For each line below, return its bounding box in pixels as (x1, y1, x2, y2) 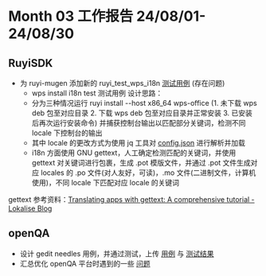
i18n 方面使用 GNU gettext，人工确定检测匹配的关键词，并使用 (31, 148, 237, 157)
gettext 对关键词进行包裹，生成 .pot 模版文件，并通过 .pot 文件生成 (31, 158, 251, 167)
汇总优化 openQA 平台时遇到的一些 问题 (19, 259, 151, 268)
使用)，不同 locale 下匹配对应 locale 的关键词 (31, 178, 180, 187)
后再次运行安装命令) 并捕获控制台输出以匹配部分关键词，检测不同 (31, 119, 246, 127)
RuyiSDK (8, 56, 53, 70)
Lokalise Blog (8, 204, 53, 213)
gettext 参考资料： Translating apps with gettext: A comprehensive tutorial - (8, 195, 255, 204)
